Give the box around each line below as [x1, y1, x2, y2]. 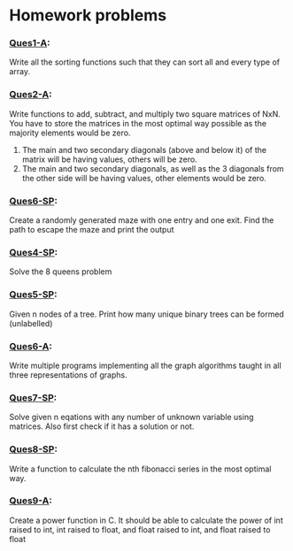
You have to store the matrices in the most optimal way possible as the [9, 118, 267, 128]
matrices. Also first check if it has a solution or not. [9, 421, 195, 432]
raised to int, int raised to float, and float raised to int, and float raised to [9, 524, 271, 535]
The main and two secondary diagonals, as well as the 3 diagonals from [21, 163, 285, 173]
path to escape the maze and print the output [9, 225, 174, 235]
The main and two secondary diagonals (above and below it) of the [21, 144, 267, 155]
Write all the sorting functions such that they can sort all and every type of [9, 57, 281, 67]
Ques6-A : [9, 340, 53, 352]
